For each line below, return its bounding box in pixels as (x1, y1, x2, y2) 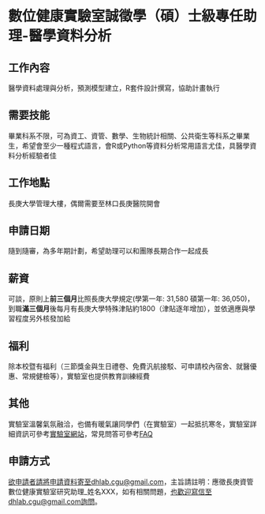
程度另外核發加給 (14, 313, 71, 324)
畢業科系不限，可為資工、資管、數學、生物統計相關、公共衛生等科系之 (8, 131, 237, 141)
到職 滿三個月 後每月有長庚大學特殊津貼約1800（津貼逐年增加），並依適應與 (8, 304, 249, 313)
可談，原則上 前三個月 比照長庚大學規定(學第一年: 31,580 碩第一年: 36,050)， (8, 294, 255, 304)
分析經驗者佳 (14, 151, 57, 160)
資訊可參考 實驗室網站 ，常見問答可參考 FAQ (14, 429, 153, 438)
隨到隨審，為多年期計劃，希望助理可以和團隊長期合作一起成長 (8, 246, 209, 256)
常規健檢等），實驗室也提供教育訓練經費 (21, 372, 150, 381)
